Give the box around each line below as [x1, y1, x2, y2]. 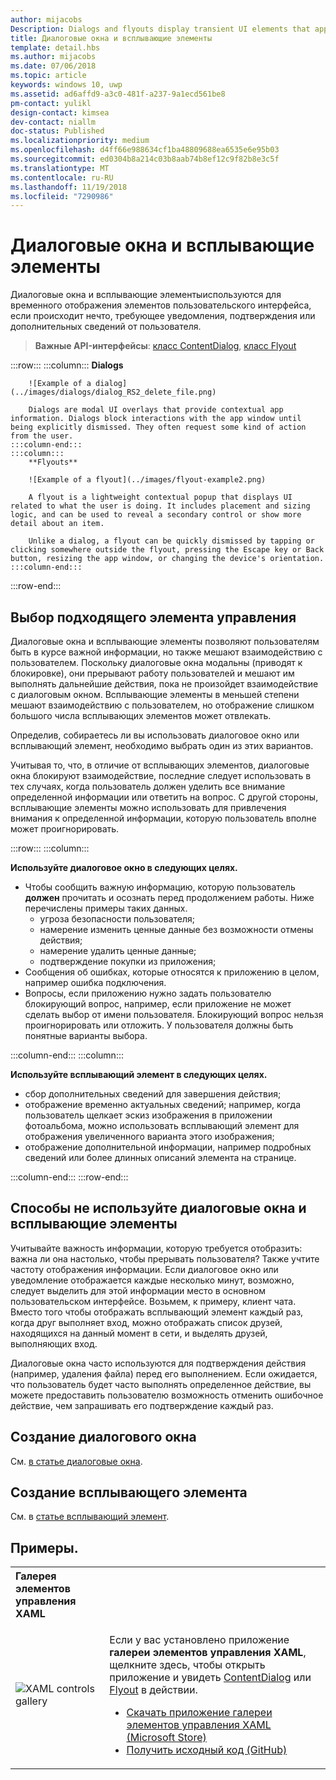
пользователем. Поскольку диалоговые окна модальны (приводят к [10, 657, 303, 668]
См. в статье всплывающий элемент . [10, 1511, 170, 1523]
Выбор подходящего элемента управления [10, 609, 297, 626]
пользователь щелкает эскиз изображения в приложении [24, 1109, 273, 1121]
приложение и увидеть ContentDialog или [109, 1671, 312, 1685]
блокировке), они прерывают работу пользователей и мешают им [10, 667, 295, 679]
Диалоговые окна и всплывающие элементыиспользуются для [10, 289, 282, 301]
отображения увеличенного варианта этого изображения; [24, 1131, 275, 1142]
